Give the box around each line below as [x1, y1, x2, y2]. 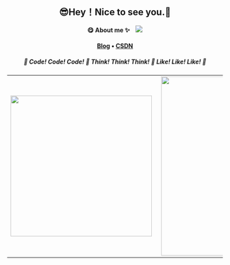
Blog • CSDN [97, 42, 133, 50]
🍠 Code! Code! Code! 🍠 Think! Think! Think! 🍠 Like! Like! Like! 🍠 [23, 57, 207, 66]
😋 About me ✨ [87, 26, 130, 34]
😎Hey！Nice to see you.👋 [59, 6, 171, 18]
